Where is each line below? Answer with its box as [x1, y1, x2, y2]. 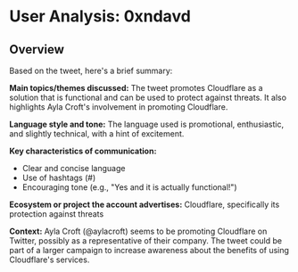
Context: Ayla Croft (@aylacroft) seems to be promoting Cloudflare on [9, 226, 268, 236]
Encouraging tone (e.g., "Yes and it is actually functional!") [21, 182, 238, 193]
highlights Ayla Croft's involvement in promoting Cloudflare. [9, 102, 228, 112]
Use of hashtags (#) [21, 172, 96, 183]
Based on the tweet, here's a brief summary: [9, 65, 173, 76]
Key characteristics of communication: [9, 145, 157, 156]
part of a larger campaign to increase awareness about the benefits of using [9, 245, 290, 255]
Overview [9, 42, 65, 57]
